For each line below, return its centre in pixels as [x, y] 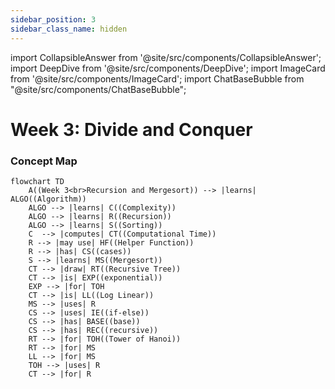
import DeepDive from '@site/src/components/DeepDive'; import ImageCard [168, 68]
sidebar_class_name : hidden [69, 29]
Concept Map [44, 161]
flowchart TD [37, 181]
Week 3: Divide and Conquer [131, 129]
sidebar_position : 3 [53, 19]
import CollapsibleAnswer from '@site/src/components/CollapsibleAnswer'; [166, 57]
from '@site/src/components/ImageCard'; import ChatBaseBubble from [157, 78]
